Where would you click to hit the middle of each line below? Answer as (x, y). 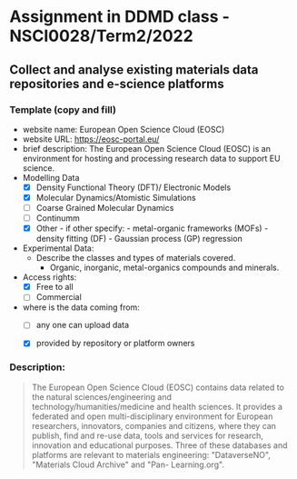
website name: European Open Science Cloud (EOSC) (124, 129)
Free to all (55, 287)
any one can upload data (83, 325)
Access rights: (49, 277)
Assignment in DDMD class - (119, 17)
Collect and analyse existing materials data (134, 70)
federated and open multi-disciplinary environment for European (152, 416)
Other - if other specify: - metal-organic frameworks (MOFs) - (152, 228)
